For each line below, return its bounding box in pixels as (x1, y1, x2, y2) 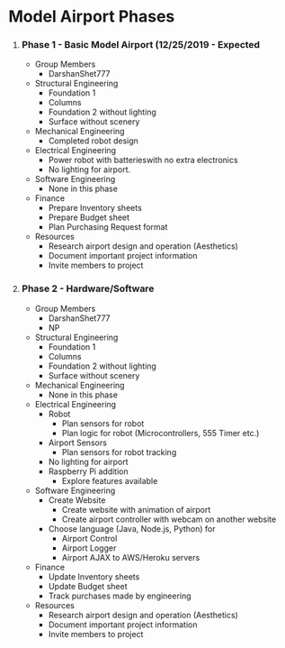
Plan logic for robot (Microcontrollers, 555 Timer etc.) (61, 427, 260, 438)
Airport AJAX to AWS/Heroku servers (61, 552, 200, 562)
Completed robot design (48, 135, 138, 146)
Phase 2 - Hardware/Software (21, 282, 155, 295)
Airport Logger (61, 543, 117, 553)
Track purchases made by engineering (48, 590, 191, 601)
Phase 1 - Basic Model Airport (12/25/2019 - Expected (21, 39, 261, 51)
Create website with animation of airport (61, 504, 211, 515)
